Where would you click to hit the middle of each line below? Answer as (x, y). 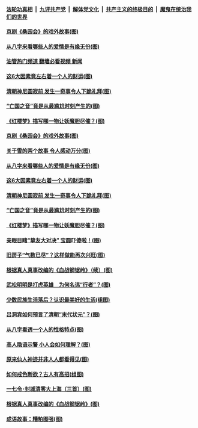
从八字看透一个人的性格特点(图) (45, 330)
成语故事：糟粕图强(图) (34, 419)
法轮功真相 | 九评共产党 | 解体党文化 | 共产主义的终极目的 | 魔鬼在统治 (96, 9)
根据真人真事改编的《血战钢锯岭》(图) (53, 404)
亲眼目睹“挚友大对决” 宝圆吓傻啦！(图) (54, 240)
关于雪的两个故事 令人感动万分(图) (48, 150)
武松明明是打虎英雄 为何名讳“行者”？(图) (58, 285)
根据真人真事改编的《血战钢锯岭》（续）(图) (59, 270)
